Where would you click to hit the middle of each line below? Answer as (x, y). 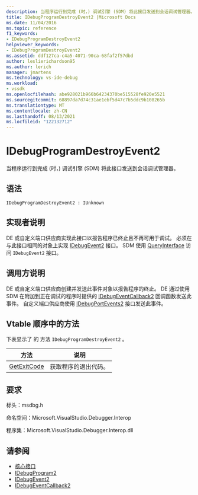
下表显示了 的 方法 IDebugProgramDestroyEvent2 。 (67, 339)
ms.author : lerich (29, 67)
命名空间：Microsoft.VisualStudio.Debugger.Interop (69, 418)
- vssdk (16, 89)
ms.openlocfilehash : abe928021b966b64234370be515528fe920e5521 (86, 94)
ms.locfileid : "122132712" (39, 122)
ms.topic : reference (32, 28)
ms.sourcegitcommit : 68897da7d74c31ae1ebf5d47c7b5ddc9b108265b (86, 100)
